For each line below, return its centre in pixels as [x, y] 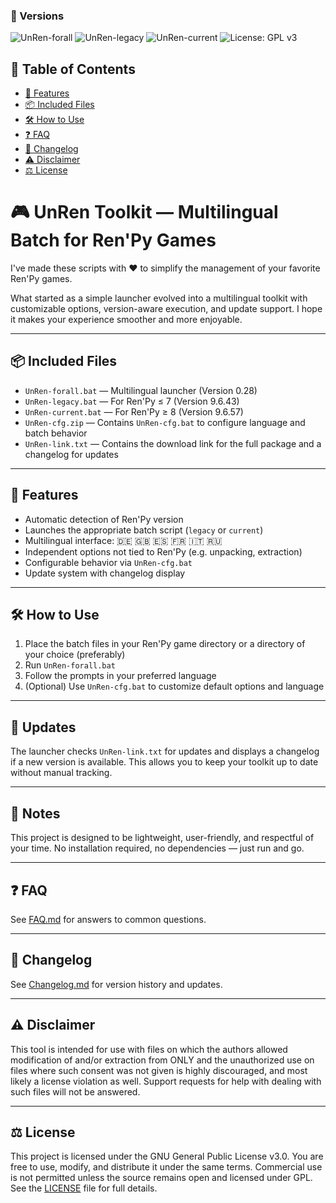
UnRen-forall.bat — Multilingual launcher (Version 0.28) [141, 390]
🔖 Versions [37, 16]
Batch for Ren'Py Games [113, 240]
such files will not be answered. [75, 1091]
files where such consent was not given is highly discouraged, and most [159, 1070]
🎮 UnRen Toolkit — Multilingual [144, 212]
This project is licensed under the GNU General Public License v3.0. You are [167, 1156]
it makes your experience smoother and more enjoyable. [126, 320]
